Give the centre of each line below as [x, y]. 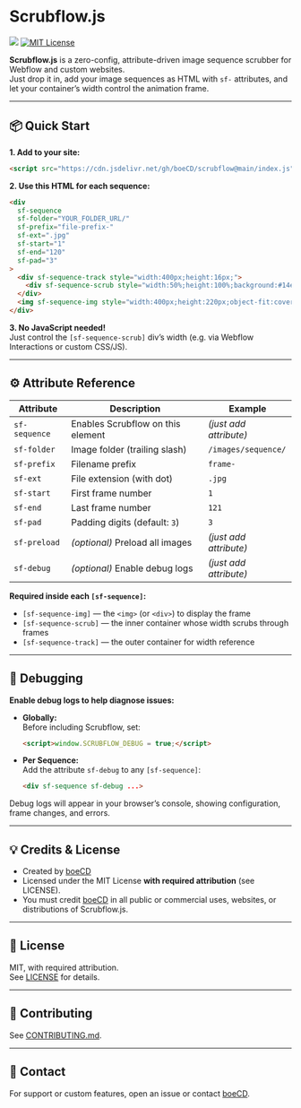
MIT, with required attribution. [64, 967]
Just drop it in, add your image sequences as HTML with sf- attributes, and [149, 79]
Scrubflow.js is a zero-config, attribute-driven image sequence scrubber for [150, 59]
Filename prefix [104, 463]
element [88, 435]
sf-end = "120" [42, 252]
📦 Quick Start [50, 126]
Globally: [39, 717]
